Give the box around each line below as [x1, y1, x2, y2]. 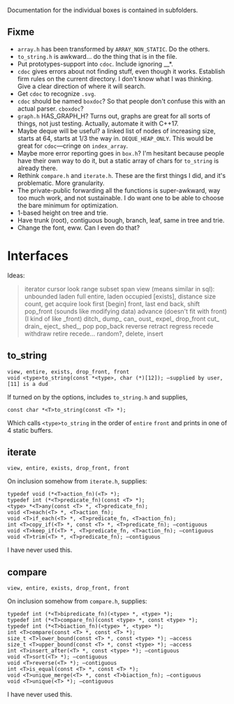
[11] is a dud [7, 380, 49, 387]
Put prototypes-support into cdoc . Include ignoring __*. [17, 60, 173, 68]
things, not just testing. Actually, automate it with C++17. [17, 119, 180, 127]
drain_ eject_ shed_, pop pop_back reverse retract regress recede [24, 322, 214, 330]
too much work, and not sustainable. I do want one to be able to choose [17, 193, 224, 202]
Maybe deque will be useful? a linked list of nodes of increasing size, [17, 126, 216, 135]
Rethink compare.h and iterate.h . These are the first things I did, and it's [17, 171, 226, 179]
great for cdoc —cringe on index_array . [17, 142, 129, 150]
